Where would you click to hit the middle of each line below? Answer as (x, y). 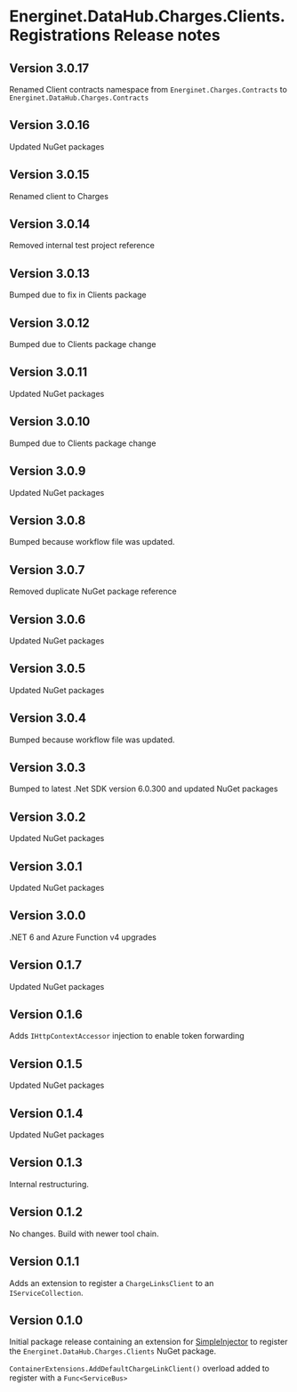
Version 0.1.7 (46, 965)
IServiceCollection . (46, 1292)
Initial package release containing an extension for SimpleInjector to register (148, 1342)
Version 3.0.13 (50, 273)
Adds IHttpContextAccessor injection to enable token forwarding (127, 1036)
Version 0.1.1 (44, 1262)
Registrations (60, 35)
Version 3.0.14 (50, 224)
